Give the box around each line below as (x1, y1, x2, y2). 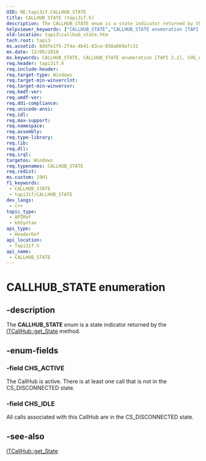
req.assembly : (6, 129, 43, 135)
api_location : (6, 237, 43, 243)
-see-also (6, 431, 45, 441)
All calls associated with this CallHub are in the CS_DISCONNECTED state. (6, 413, 194, 421)
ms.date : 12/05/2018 (6, 49, 59, 55)
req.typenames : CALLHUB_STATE (6, 163, 84, 169)
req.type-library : (6, 134, 53, 141)
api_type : (6, 226, 32, 232)
